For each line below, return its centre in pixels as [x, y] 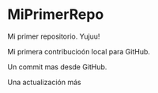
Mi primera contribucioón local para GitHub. [79, 51]
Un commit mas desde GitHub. [57, 67]
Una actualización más [44, 82]
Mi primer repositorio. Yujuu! [54, 36]
